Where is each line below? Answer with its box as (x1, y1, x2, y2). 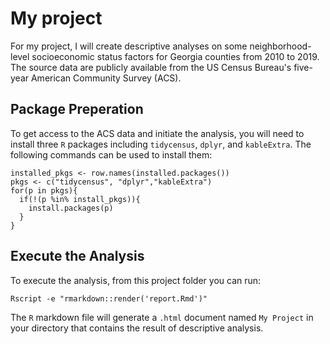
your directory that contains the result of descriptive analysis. (10, 322, 264, 334)
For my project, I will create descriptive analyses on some (10, 40, 248, 52)
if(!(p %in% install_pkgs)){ (19, 194, 141, 204)
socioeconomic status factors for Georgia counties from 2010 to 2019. (31, 50, 320, 62)
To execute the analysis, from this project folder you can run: (10, 274, 262, 286)
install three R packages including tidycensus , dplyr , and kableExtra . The (10, 138, 312, 150)
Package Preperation (10, 101, 144, 118)
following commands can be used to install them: (10, 148, 213, 161)
